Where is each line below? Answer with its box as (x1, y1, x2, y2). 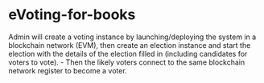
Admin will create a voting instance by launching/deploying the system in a (8, 32, 257, 41)
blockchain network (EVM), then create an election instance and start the (8, 40, 251, 49)
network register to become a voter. (8, 65, 127, 75)
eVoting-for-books (8, 6, 136, 24)
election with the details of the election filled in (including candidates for (8, 49, 248, 58)
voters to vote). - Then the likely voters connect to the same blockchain (8, 57, 245, 67)
